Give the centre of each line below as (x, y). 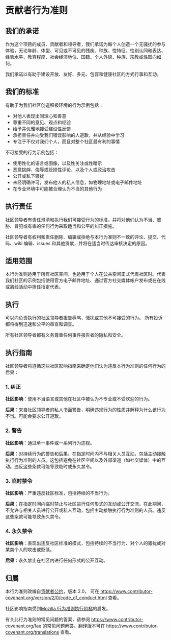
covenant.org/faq (23, 626)
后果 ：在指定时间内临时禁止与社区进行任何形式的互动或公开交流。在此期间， (85, 504)
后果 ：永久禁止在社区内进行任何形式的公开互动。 (56, 560)
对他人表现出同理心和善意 (39, 116)
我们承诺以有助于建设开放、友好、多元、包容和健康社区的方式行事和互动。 (83, 74)
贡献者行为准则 (37, 10)
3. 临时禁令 (19, 481)
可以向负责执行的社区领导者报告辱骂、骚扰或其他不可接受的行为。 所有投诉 (84, 318)
